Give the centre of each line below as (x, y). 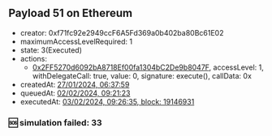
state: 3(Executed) (51, 50)
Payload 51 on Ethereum (70, 13)
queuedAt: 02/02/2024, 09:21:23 (75, 93)
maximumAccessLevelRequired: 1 (76, 41)
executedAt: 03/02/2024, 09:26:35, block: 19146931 (107, 101)
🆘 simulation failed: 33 (56, 122)
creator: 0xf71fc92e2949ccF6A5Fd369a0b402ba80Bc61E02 (122, 32)
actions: (33, 58)
